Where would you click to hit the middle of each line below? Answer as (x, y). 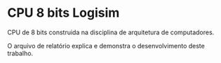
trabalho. (20, 53)
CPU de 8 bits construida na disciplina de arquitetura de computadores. (111, 32)
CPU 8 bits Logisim (63, 13)
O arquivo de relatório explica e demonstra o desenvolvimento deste (106, 45)
